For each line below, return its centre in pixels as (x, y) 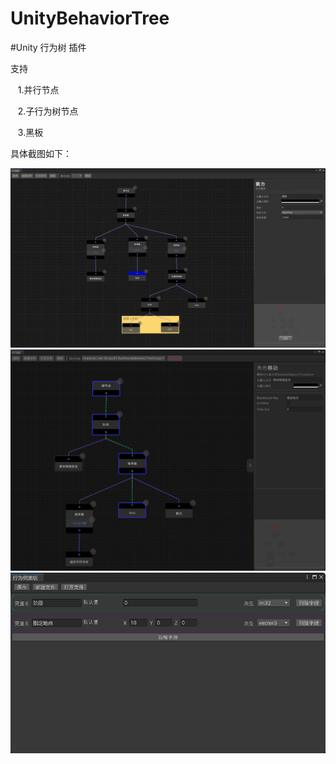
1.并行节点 (38, 89)
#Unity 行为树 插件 (48, 47)
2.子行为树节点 (48, 111)
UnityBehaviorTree (90, 18)
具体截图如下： (41, 153)
